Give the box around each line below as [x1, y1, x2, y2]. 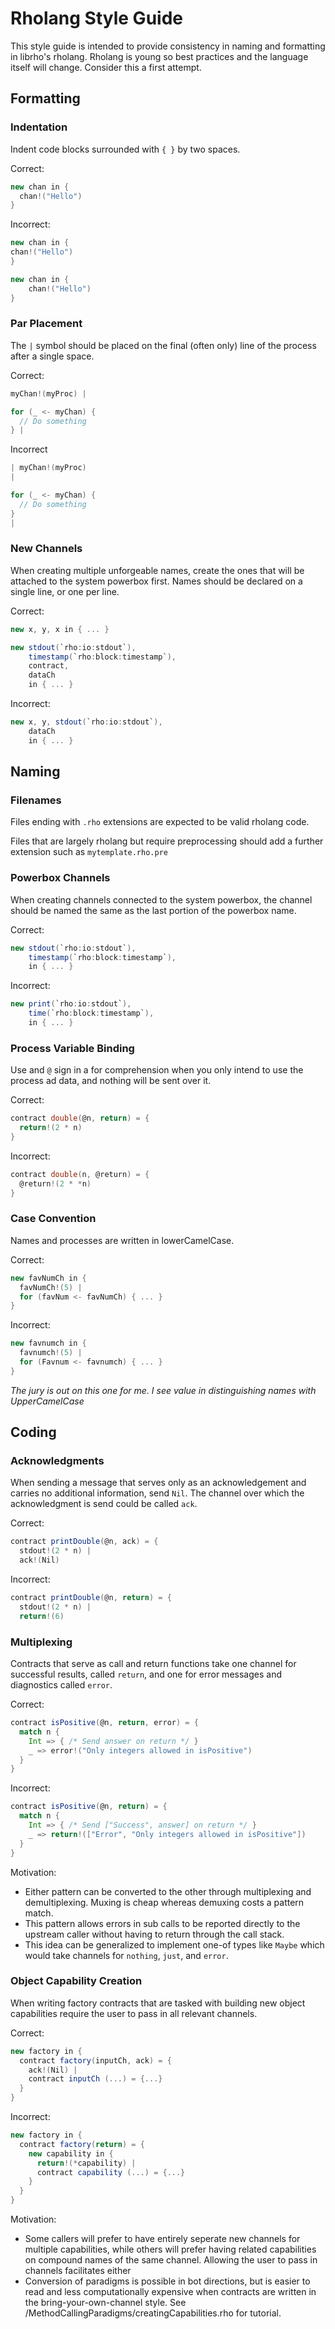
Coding [10, 1424, 57, 1441]
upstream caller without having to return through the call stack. [24, 1928, 285, 1940]
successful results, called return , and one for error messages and [10, 1668, 282, 1681]
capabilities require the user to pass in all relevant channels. [10, 2007, 258, 2019]
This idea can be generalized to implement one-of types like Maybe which [24, 1938, 325, 1951]
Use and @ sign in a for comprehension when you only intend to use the [10, 1064, 304, 1076]
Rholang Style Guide [10, 7, 183, 30]
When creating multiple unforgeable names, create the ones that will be [10, 564, 305, 576]
